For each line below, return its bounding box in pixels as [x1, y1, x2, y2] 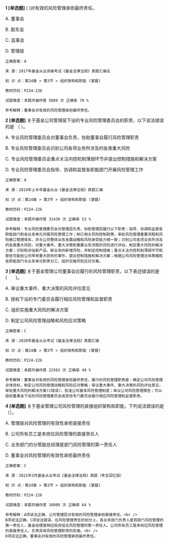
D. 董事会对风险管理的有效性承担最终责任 [5, 452, 91, 458]
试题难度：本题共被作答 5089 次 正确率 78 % [5, 98, 89, 103]
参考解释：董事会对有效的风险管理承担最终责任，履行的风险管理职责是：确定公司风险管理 [5, 377, 163, 382]
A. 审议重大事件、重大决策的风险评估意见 [5, 285, 91, 291]
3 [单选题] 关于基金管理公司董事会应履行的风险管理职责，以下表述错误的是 [5, 268, 160, 274]
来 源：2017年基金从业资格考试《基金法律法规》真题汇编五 [5, 69, 111, 74]
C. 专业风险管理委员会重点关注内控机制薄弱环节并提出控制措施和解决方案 [5, 156, 157, 162]
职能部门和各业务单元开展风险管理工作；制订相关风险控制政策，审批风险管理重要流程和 [5, 232, 159, 237]
